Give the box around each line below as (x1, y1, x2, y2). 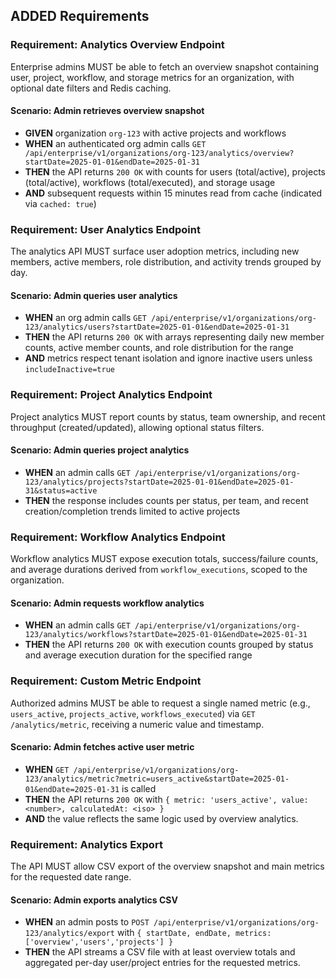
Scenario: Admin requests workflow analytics (10, 597, 205, 609)
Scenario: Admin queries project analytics (10, 444, 190, 456)
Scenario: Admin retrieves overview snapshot (10, 105, 205, 117)
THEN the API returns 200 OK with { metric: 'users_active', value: (24, 793, 309, 805)
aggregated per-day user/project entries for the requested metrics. (24, 957, 301, 969)
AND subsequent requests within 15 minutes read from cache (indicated (24, 187, 323, 199)
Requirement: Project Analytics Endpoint (10, 388, 213, 402)
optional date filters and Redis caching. (10, 82, 172, 94)
